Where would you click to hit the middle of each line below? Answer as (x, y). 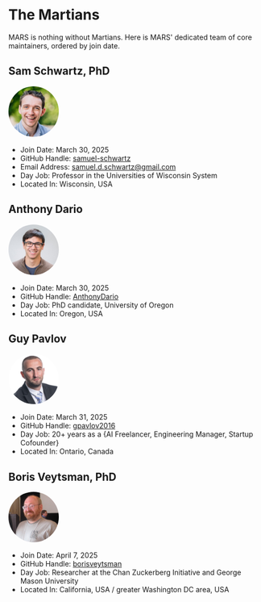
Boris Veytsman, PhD (62, 477)
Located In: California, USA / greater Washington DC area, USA (124, 590)
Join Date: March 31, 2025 (64, 417)
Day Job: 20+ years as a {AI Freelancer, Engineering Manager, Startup (137, 434)
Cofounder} (39, 443)
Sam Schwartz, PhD (59, 71)
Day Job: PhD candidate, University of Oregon (97, 305)
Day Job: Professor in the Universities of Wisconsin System (118, 175)
